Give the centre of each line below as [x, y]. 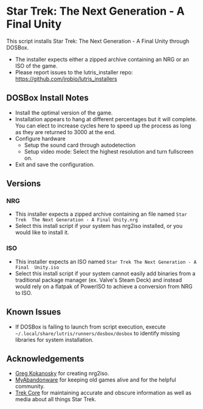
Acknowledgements [45, 359]
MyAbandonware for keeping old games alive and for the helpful [95, 380]
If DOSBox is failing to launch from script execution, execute [90, 327]
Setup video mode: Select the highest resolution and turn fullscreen [109, 151]
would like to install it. [42, 232]
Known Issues [34, 312]
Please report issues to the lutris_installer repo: [74, 72]
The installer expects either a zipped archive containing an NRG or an [102, 59]
